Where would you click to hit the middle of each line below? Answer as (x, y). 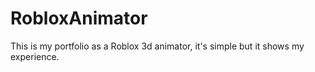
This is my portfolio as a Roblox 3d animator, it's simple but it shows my (157, 46)
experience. (35, 56)
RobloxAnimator (79, 18)
